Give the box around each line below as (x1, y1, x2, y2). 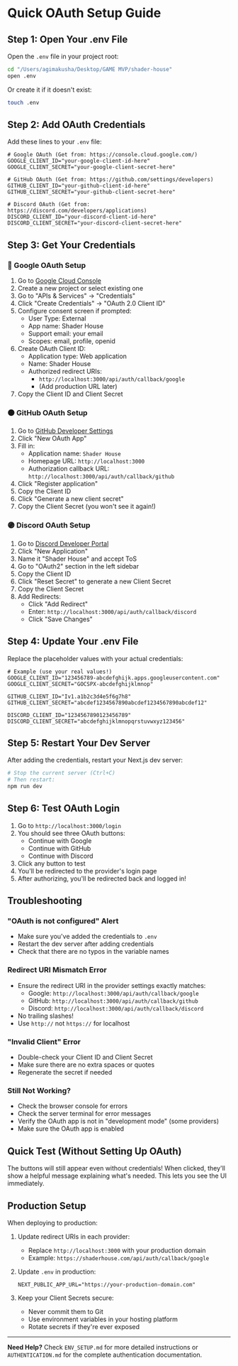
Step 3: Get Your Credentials (7, 239, 136, 251)
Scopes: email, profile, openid (28, 337, 115, 345)
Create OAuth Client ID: (17, 345, 86, 353)
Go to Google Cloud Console (17, 276, 101, 285)
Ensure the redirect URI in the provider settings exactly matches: (17, 981, 206, 989)
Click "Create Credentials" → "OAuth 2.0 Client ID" (17, 299, 166, 308)
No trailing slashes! (17, 1011, 74, 1020)
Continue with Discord (28, 851, 93, 860)
